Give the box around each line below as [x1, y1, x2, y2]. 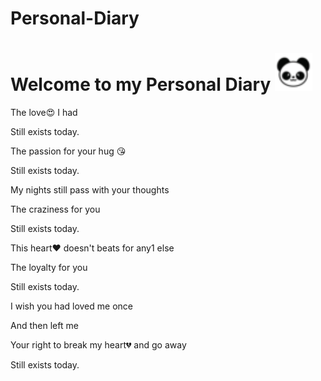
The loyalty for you [10, 262, 88, 274]
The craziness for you [10, 203, 101, 216]
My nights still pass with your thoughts [10, 184, 170, 196]
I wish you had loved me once [10, 300, 133, 312]
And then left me [10, 320, 79, 332]
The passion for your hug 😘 [10, 145, 127, 157]
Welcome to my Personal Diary [10, 73, 272, 96]
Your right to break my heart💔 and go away [10, 339, 187, 351]
